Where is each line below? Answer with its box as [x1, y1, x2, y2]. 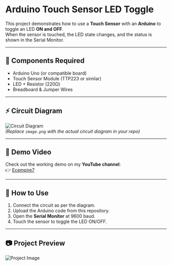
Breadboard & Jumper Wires [12, 86, 73, 93]
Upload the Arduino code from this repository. [12, 208, 110, 214]
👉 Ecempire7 [5, 167, 35, 173]
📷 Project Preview [5, 239, 66, 248]
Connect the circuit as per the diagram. [12, 202, 96, 208]
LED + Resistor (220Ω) [12, 81, 60, 87]
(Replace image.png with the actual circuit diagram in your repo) [5, 128, 140, 134]
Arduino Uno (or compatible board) [12, 70, 87, 76]
